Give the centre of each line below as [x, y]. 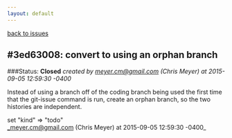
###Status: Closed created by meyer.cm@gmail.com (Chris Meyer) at [107, 71]
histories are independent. [45, 107]
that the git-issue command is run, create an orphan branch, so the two [109, 99]
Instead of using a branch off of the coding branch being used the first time [115, 92]
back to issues [28, 33]
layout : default [30, 13]
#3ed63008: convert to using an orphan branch [113, 55]
